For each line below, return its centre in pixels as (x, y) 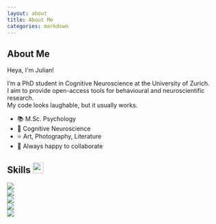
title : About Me (30, 20)
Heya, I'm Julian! (31, 70)
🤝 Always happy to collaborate (60, 146)
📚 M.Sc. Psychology (46, 119)
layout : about (27, 13)
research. (21, 98)
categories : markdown (38, 26)
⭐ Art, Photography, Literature (59, 137)
